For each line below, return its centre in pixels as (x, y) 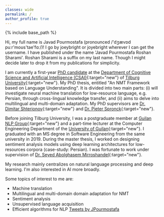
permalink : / (18, 14)
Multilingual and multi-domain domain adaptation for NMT (70, 193)
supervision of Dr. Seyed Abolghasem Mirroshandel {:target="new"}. (74, 155)
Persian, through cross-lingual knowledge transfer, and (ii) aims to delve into (82, 98)
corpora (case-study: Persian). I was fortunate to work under (88, 149)
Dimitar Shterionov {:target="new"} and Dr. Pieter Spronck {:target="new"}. (80, 109)
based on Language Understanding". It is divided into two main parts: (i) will (82, 88)
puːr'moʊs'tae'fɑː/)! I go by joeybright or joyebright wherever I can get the (80, 48)
